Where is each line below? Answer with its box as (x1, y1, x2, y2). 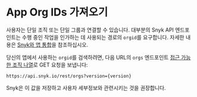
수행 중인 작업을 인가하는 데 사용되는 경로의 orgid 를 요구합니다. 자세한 (21, 33, 185, 40)
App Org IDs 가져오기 (6, 5, 108, 19)
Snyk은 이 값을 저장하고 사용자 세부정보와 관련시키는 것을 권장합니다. (6, 84, 166, 91)
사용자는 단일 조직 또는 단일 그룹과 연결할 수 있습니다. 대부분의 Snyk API (6, 26, 174, 33)
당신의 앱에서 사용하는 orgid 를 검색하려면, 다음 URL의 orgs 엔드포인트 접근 (6, 54, 180, 61)
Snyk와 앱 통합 (17, 41, 52, 48)
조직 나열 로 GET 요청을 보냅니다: (12, 61, 88, 68)
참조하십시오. (57, 41, 88, 48)
